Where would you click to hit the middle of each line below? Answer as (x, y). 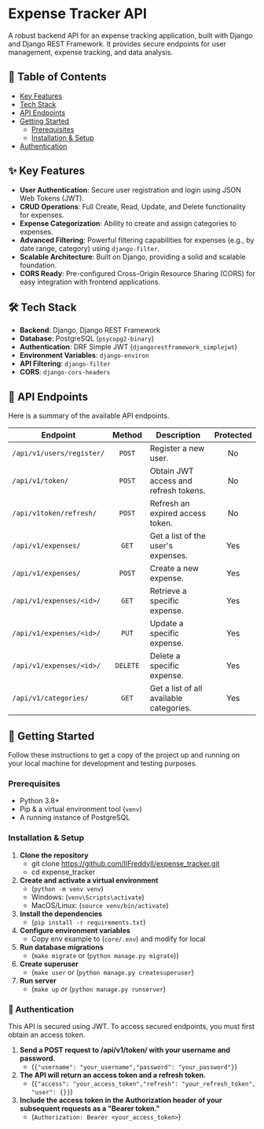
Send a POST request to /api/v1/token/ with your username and (125, 1050)
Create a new (174, 569)
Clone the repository (54, 855)
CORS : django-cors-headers (65, 372)
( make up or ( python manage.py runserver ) (99, 989)
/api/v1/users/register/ (59, 454)
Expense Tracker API (78, 14)
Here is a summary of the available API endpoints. (89, 416)
